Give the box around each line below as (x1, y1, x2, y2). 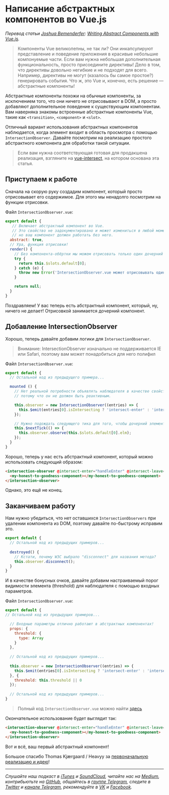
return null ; (14, 284, 42, 289)
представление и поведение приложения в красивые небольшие (17, 51, 158, 57)
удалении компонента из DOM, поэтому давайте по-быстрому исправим (5, 520, 162, 526)
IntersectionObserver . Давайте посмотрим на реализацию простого (5, 135, 152, 141)
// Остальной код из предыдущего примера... (10, 375, 105, 380)
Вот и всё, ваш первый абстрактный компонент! (5, 744, 109, 750)
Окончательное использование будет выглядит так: (5, 715, 117, 721)
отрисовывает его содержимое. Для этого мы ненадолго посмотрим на (5, 193, 161, 200)
